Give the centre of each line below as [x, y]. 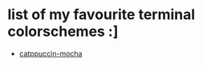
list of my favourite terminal [101, 15]
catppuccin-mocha [51, 53]
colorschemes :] [63, 31]
